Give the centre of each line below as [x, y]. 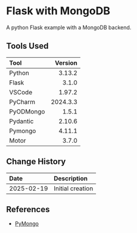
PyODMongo [27, 111]
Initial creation [73, 188]
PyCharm [22, 102]
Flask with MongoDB [58, 11]
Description [71, 178]
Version [66, 62]
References [28, 209]
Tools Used [27, 46]
